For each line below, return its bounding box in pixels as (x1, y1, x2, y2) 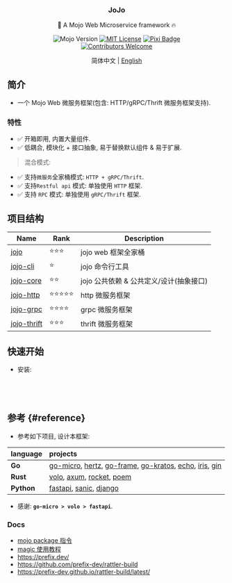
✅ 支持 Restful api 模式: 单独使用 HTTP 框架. (17, 181, 142, 190)
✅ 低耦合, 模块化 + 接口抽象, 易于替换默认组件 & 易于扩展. (17, 143, 182, 151)
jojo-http (10, 290, 40, 299)
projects (49, 449, 78, 459)
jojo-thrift (10, 318, 43, 328)
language (10, 449, 43, 459)
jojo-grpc (10, 304, 43, 314)
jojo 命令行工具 (81, 261, 130, 271)
